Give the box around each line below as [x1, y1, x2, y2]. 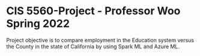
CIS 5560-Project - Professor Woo [6, 4, 181, 18]
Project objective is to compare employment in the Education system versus [6, 36, 195, 43]
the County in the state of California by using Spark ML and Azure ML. [6, 43, 180, 50]
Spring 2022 [6, 17, 70, 30]
